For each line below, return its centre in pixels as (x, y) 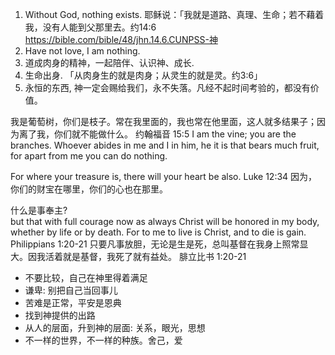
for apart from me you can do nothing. (89, 156)
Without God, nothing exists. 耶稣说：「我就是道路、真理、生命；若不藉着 (174, 14)
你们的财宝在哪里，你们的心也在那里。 (89, 189)
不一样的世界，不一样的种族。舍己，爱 (103, 340)
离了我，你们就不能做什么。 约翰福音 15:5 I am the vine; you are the (157, 134)
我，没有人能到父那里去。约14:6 (90, 27)
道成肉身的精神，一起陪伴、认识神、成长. (109, 62)
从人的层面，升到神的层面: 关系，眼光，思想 (115, 327)
